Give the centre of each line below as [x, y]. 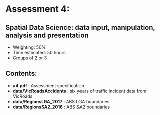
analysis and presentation [47, 35]
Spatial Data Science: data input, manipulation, [80, 27]
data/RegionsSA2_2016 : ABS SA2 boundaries [61, 107]
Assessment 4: [37, 9]
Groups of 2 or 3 [30, 58]
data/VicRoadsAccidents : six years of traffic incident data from [79, 91]
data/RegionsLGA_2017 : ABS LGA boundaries [61, 101]
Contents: [21, 74]
